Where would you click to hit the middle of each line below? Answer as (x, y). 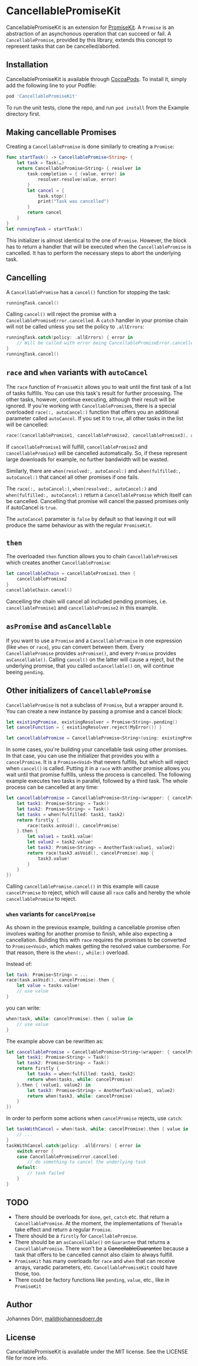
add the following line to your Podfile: (52, 85)
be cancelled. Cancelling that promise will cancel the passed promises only (98, 501)
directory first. (24, 114)
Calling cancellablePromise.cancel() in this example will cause (82, 887)
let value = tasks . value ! (49, 986)
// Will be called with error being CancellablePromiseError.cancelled (106, 343)
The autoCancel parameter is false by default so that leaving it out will (91, 518)
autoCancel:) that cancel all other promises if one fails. (73, 477)
